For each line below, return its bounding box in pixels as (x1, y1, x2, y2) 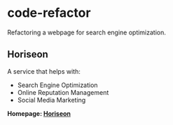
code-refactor (7, 5, 91, 21)
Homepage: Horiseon (7, 109, 71, 117)
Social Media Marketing (17, 96, 86, 104)
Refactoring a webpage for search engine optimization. (7, 28, 167, 37)
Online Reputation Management (17, 88, 109, 96)
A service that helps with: (7, 67, 81, 75)
